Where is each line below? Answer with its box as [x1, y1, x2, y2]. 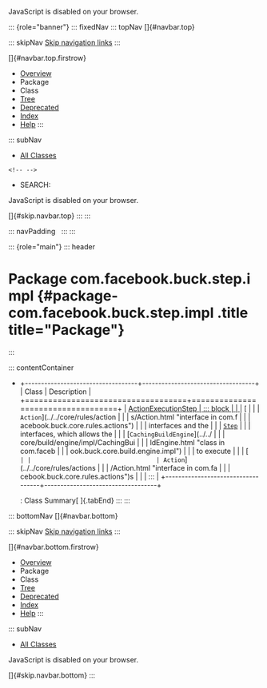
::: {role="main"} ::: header [8, 242, 96, 251]
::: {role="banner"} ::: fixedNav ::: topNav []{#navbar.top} [8, 22, 196, 31]
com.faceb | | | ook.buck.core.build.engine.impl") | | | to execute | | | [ [19, 446, 249, 455]
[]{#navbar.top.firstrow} [8, 54, 86, 62]
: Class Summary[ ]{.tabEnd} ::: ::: [19, 495, 130, 505]
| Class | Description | [19, 387, 92, 396]
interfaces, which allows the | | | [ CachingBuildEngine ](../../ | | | [19, 429, 225, 439]
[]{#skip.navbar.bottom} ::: [8, 670, 96, 680]
